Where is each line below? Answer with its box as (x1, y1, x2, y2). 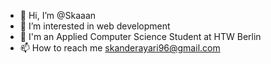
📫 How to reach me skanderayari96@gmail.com (19, 42, 221, 54)
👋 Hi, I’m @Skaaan (19, 10, 97, 21)
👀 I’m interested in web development (19, 20, 171, 32)
